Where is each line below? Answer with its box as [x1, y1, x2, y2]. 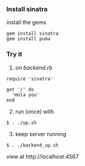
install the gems [6, 19, 46, 26]
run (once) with [15, 107, 54, 115]
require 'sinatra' [6, 76, 53, 82]
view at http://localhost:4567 [6, 153, 79, 160]
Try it [6, 50, 23, 59]
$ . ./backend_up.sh [6, 142, 59, 148]
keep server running [15, 130, 67, 137]
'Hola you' [12, 92, 40, 98]
